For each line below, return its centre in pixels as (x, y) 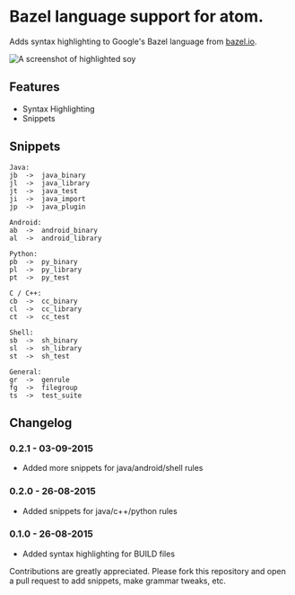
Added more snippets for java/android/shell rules (113, 468)
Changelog (41, 423)
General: (26, 372)
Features (35, 87)
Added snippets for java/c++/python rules (100, 511)
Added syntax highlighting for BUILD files (99, 554)
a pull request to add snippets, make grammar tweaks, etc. (118, 581)
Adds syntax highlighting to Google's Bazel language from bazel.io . (133, 41)
